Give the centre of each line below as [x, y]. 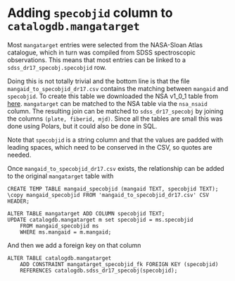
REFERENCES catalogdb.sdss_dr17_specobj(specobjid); [99, 270]
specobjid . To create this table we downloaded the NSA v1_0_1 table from [113, 96]
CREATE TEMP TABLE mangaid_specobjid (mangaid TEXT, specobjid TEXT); [113, 189]
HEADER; [19, 201]
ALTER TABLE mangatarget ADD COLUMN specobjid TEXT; [86, 213]
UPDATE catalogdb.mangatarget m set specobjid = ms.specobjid [100, 220]
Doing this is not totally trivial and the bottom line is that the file [99, 81]
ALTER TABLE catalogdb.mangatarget [59, 258]
